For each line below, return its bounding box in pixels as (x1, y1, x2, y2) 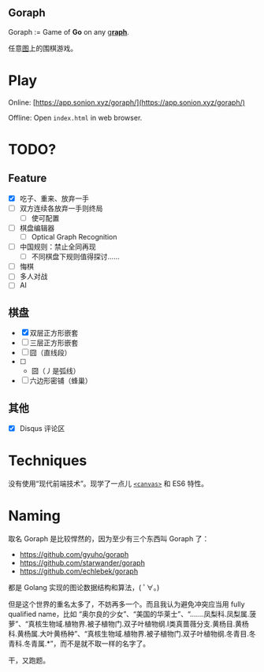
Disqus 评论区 (19, 424, 65, 433)
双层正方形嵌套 (29, 329, 79, 338)
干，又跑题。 (8, 655, 50, 665)
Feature (8, 172, 47, 185)
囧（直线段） (29, 348, 72, 358)
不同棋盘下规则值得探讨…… (31, 252, 120, 262)
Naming (8, 507, 61, 525)
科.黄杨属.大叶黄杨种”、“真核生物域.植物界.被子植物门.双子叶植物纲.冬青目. (8, 629, 250, 638)
